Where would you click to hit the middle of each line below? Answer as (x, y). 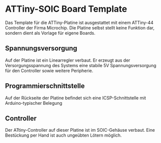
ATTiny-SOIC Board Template (66, 9)
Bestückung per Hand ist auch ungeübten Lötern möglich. (63, 135)
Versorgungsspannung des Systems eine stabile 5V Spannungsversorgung (81, 65)
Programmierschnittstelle (45, 86)
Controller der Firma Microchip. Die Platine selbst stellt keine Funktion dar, (80, 27)
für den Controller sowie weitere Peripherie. (49, 71)
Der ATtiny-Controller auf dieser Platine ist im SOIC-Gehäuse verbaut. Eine (80, 130)
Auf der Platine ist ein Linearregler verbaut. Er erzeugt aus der (68, 60)
